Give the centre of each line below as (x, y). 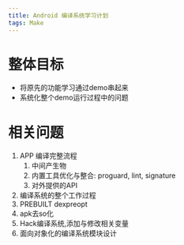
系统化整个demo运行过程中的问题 (74, 98)
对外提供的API (54, 186)
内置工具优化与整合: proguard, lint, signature (103, 175)
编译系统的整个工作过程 (58, 195)
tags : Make (26, 23)
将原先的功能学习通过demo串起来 (74, 88)
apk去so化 (36, 213)
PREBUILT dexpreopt (54, 204)
